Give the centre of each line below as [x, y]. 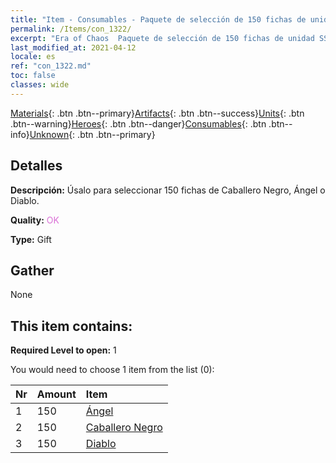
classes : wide [40, 85]
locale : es [33, 57]
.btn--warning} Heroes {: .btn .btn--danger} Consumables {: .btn [138, 123]
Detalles [36, 166]
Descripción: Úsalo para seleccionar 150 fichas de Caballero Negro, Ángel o [168, 190]
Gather [32, 270]
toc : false [33, 76]
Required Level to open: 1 [63, 350]
